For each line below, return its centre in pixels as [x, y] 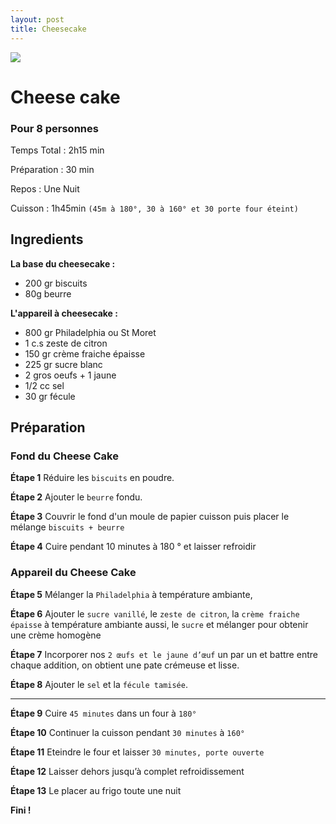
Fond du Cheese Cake [64, 456]
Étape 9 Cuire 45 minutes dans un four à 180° [103, 713]
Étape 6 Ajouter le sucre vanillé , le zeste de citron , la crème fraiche [155, 613]
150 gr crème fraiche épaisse [85, 353]
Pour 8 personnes [54, 128]
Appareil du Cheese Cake [73, 573]
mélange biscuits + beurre [67, 527]
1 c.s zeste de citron [66, 343]
